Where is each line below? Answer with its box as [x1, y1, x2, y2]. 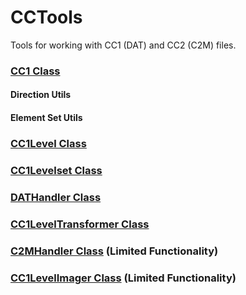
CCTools [10, 6, 83, 29]
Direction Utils [10, 89, 72, 101]
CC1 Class [10, 64, 61, 78]
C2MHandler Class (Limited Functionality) [10, 244, 219, 258]
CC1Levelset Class [10, 163, 103, 177]
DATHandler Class [10, 190, 102, 204]
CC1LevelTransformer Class [10, 217, 150, 231]
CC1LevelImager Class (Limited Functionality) [10, 271, 237, 285]
